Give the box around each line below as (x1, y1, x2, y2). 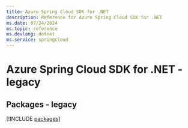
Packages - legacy (6, 99, 77, 109)
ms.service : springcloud (6, 37, 68, 43)
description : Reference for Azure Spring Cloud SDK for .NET (6, 14, 163, 20)
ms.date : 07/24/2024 (6, 20, 58, 26)
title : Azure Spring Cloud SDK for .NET (6, 8, 109, 15)
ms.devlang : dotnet (6, 31, 55, 37)
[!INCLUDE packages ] (6, 115, 61, 122)
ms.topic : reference (6, 25, 58, 32)
